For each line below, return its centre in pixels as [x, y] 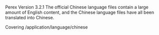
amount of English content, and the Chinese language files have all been [80, 12]
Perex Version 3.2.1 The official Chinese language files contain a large [77, 7]
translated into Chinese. [30, 17]
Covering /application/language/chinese [46, 27]
